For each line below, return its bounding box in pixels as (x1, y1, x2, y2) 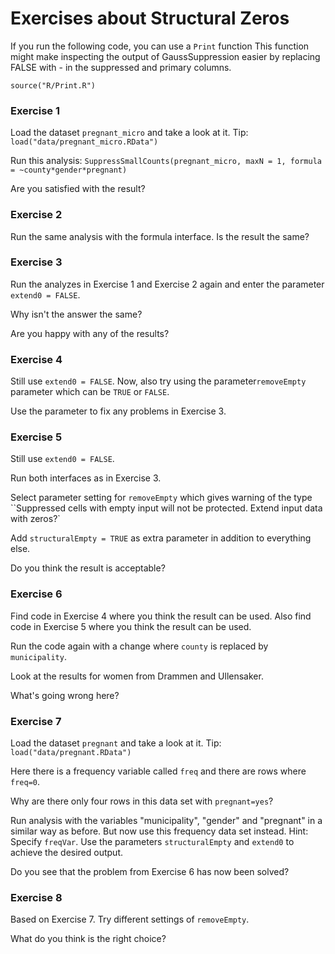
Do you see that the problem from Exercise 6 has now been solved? (10, 866, 290, 878)
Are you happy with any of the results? (10, 327, 170, 339)
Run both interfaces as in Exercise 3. (10, 472, 162, 484)
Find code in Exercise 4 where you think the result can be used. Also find (10, 610, 312, 622)
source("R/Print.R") (10, 80, 97, 91)
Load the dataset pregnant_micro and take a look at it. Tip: (10, 127, 249, 139)
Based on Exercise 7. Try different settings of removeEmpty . (10, 913, 250, 926)
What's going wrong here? (10, 689, 120, 701)
